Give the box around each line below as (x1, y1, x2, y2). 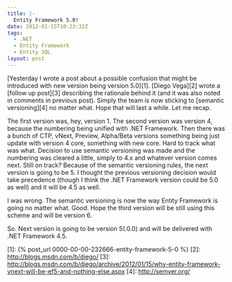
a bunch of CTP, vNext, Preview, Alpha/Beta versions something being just (7, 131, 220, 140)
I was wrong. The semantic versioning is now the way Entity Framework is (7, 196, 218, 205)
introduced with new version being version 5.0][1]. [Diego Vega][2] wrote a (7, 81, 220, 90)
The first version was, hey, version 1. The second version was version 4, (7, 117, 213, 125)
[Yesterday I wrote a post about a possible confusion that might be (7, 74, 197, 82)
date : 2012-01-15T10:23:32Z (7, 23, 89, 30)
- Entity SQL (13, 49, 51, 56)
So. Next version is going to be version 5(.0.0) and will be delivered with (7, 224, 213, 232)
